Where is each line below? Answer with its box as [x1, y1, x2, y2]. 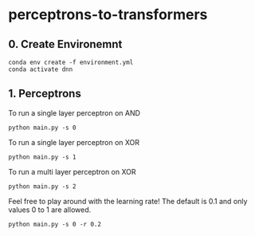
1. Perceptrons [8, 87, 81, 100]
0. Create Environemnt [8, 37, 123, 51]
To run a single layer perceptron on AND [8, 108, 141, 117]
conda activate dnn [8, 65, 73, 73]
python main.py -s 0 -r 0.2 [8, 220, 102, 228]
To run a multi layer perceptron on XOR [8, 167, 137, 176]
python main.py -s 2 [8, 182, 77, 191]
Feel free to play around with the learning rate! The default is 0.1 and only [8, 196, 248, 206]
